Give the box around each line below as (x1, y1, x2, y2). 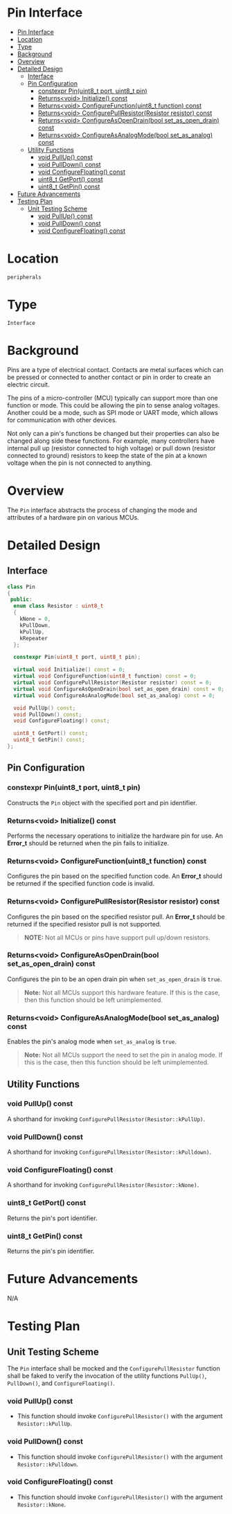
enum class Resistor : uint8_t (13, 603, 104, 610)
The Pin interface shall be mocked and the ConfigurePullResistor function (7, 1364, 220, 1373)
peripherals (7, 274, 42, 281)
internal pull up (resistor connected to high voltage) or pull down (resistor (7, 443, 216, 452)
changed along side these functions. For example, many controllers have (7, 437, 215, 445)
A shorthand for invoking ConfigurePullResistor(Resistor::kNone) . (7, 1181, 199, 1189)
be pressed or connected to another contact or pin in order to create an (7, 373, 211, 381)
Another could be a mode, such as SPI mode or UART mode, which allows (7, 408, 218, 416)
